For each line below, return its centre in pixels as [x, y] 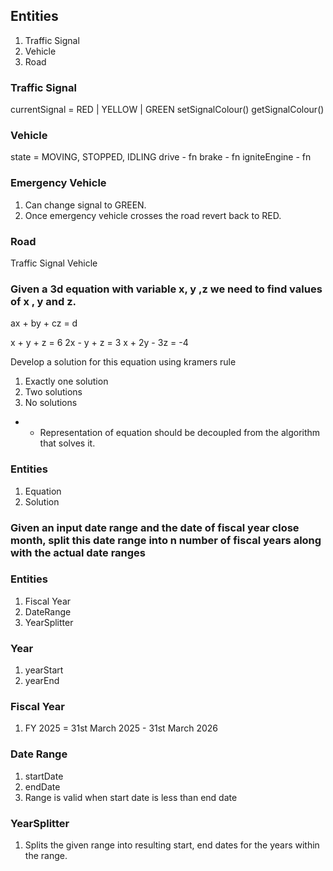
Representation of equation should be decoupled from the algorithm [180, 433]
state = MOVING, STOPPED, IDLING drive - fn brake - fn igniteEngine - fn [161, 157]
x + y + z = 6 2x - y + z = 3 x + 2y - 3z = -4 [99, 343]
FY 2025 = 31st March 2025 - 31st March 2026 [121, 728]
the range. [46, 855]
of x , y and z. [43, 301]
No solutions [51, 403]
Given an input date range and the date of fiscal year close [155, 527]
